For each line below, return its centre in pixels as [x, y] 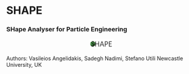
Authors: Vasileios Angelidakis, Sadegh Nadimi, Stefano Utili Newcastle [95, 58]
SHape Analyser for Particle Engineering [67, 29]
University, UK [24, 65]
